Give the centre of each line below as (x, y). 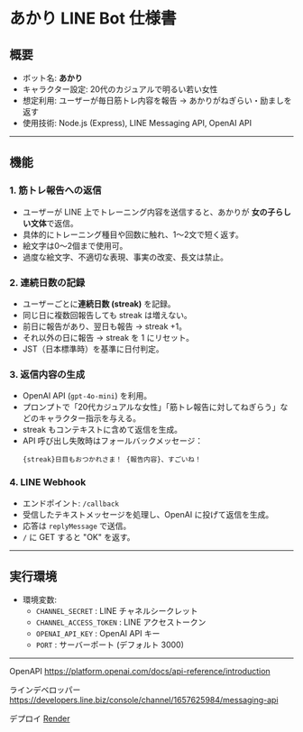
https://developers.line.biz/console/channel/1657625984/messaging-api (144, 700)
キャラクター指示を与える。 (90, 418)
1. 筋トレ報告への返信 (55, 190)
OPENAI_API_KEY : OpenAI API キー (98, 634)
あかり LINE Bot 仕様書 (93, 18)
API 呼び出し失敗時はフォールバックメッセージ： (113, 441)
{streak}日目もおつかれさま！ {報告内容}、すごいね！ (112, 460)
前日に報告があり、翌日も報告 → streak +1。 (105, 326)
